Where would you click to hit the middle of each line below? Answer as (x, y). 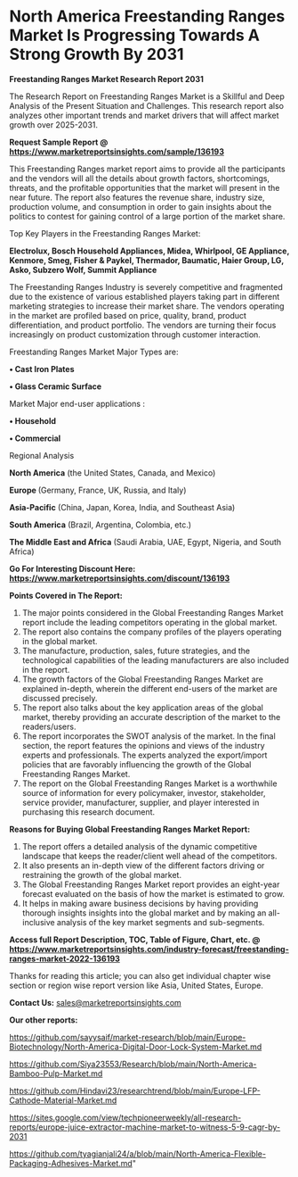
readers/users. (49, 726)
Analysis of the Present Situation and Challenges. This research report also (147, 105)
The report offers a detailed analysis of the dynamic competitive (140, 846)
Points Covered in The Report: (66, 595)
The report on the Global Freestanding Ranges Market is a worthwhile (149, 783)
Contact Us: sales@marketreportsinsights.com (96, 1002)
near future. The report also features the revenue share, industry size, (137, 197)
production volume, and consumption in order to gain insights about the (141, 206)
